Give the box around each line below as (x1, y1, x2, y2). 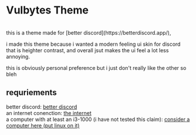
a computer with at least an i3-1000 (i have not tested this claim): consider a (6, 116, 190, 123)
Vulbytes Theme (6, 4, 89, 17)
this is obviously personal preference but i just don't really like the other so (6, 64, 187, 71)
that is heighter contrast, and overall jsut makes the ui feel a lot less (6, 46, 169, 53)
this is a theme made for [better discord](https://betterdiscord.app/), (6, 29, 171, 36)
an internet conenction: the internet (6, 109, 92, 116)
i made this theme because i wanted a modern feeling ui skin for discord (6, 41, 181, 48)
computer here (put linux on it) (6, 122, 80, 129)
